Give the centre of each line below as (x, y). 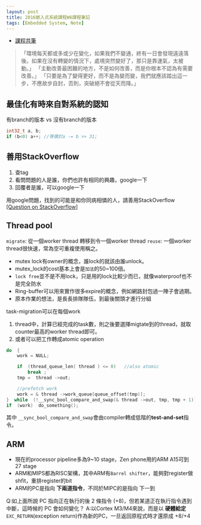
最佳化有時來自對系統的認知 (57, 104)
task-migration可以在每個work (43, 311)
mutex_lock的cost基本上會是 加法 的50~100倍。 (71, 268)
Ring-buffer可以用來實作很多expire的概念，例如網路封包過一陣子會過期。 (105, 291)
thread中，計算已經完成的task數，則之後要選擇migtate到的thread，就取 (103, 324)
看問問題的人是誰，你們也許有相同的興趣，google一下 (81, 180)
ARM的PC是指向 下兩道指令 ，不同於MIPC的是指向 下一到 (85, 488)
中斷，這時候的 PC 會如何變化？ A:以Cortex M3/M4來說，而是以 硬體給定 (96, 509)
